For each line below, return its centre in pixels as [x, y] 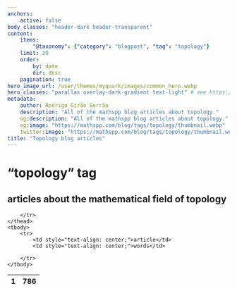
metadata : [22, 99]
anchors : [20, 14]
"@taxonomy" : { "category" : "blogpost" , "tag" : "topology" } [121, 47]
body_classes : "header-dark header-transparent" [80, 27]
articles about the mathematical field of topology [117, 199]
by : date [45, 66]
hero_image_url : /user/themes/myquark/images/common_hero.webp [102, 86]
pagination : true [45, 79]
